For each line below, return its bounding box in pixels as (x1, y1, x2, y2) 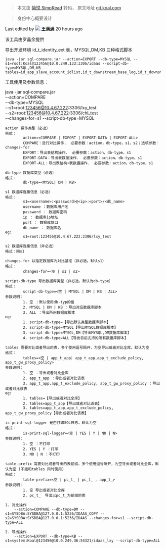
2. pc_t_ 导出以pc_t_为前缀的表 (23, 493, 85, 498)
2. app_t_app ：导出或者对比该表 (23, 376, 85, 381)
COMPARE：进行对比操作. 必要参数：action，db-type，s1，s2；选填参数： (23, 141, 160, 146)
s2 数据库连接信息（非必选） (5, 244, 56, 249)
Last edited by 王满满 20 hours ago (5, 26, 83, 32)
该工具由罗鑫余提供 (5, 37, 44, 42)
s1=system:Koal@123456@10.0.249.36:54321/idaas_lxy (5, 538, 114, 543)
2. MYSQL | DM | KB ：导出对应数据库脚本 (23, 305, 102, 310)
